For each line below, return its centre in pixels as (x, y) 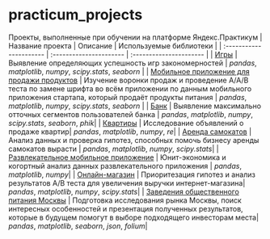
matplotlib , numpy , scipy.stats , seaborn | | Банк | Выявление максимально (135, 106)
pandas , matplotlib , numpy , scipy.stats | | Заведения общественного (124, 191)
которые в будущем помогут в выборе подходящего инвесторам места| (134, 217)
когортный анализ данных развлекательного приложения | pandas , (125, 166)
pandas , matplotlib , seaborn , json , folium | (78, 226)
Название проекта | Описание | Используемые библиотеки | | (115, 45)
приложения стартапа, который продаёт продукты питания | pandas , (128, 97)
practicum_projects (76, 15)
